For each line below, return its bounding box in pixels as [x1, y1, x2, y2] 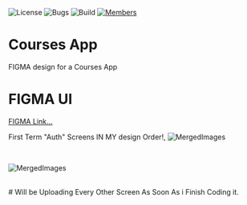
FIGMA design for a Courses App [8, 62, 118, 71]
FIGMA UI [8, 90, 73, 108]
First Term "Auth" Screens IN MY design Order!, [8, 132, 166, 142]
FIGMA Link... [8, 116, 54, 126]
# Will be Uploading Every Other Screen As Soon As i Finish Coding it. [8, 187, 239, 196]
